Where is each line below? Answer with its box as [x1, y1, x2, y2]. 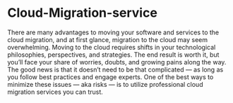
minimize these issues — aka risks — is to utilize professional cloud [7, 80, 203, 88]
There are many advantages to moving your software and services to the [7, 28, 220, 36]
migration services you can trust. [7, 88, 104, 96]
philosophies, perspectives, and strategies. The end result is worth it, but [7, 50, 220, 59]
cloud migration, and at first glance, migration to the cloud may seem [7, 35, 208, 43]
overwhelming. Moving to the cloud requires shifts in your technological [7, 43, 216, 51]
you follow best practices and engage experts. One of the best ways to [7, 72, 214, 81]
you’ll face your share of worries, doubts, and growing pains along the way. [7, 57, 227, 66]
